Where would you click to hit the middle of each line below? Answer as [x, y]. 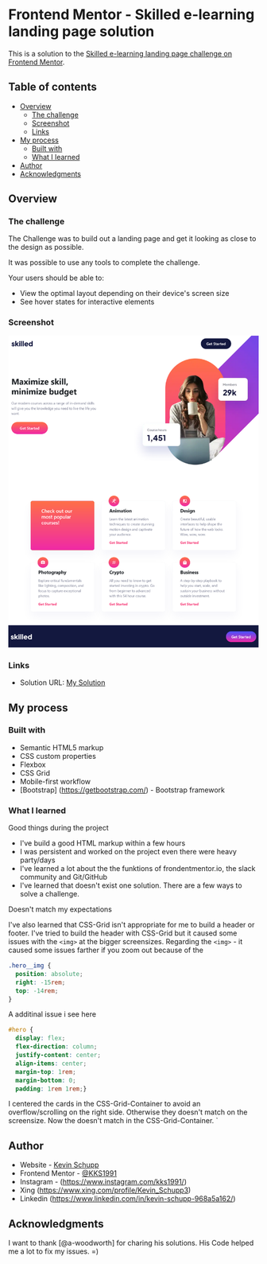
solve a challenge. [49, 894]
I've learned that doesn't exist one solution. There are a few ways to [131, 885]
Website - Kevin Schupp [59, 1165]
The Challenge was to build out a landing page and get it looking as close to [132, 239]
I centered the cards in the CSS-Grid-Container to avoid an [104, 1104]
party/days [37, 860]
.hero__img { [30, 966]
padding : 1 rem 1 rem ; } [51, 1089]
